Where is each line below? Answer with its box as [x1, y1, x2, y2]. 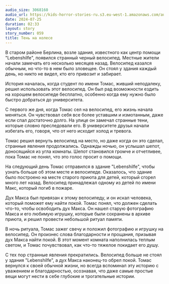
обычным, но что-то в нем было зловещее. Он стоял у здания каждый [5, 65, 157, 71]
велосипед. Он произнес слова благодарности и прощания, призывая [5, 231, 156, 237]
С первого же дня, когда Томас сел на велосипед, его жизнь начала [5, 106, 153, 112]
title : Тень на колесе [5, 36, 53, 41]
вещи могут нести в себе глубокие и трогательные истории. [5, 273, 136, 279]
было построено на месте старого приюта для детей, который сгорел [5, 174, 156, 180]
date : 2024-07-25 [5, 17, 42, 22]
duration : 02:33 [5, 21, 39, 27]
